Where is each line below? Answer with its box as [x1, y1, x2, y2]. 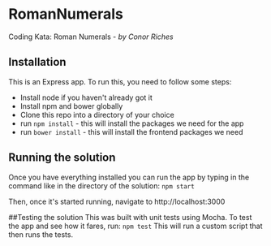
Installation [8, 55, 67, 69]
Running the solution [8, 151, 116, 165]
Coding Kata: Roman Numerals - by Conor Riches [8, 32, 174, 41]
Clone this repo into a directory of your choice [19, 110, 174, 119]
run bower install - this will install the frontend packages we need [19, 127, 243, 136]
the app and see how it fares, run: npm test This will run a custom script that [8, 221, 263, 231]
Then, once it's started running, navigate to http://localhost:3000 [8, 196, 226, 206]
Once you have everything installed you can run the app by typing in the [8, 172, 250, 182]
